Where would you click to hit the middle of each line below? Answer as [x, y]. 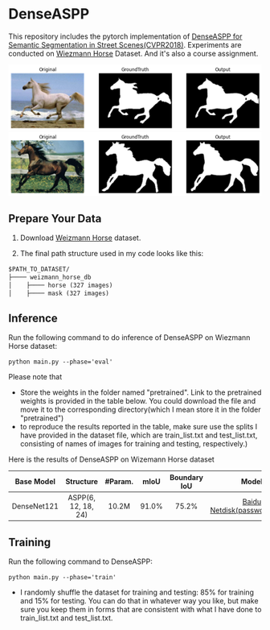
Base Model [35, 482]
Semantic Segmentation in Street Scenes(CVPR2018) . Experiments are [125, 44]
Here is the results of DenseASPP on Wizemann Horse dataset [111, 459]
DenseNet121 [35, 506]
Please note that [35, 377]
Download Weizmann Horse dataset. [80, 238]
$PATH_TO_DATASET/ [39, 269]
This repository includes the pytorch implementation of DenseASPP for [125, 36]
